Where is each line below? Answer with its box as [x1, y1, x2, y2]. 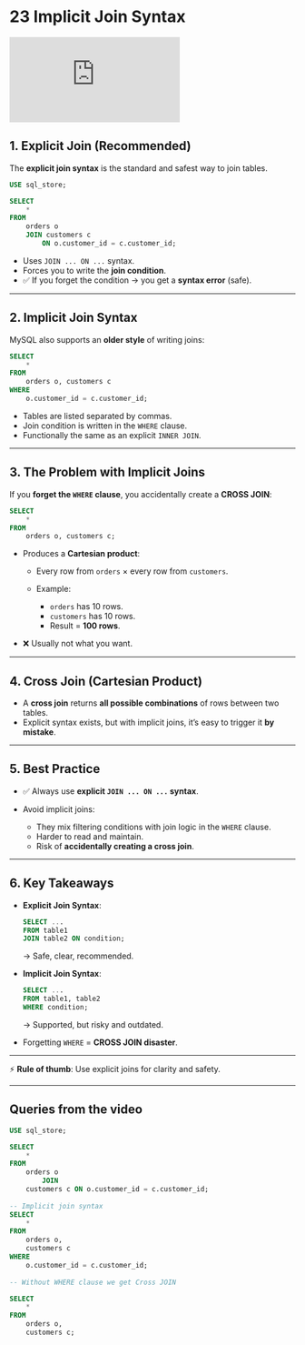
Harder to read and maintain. [35, 830, 143, 842]
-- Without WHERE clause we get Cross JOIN [9, 1278, 177, 1287]
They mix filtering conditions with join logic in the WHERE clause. [35, 821, 271, 832]
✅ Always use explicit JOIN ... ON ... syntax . [22, 785, 199, 797]
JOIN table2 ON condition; [22, 934, 125, 943]
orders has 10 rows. [49, 601, 124, 612]
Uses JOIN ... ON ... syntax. [22, 255, 135, 266]
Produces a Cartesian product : [22, 548, 141, 559]
